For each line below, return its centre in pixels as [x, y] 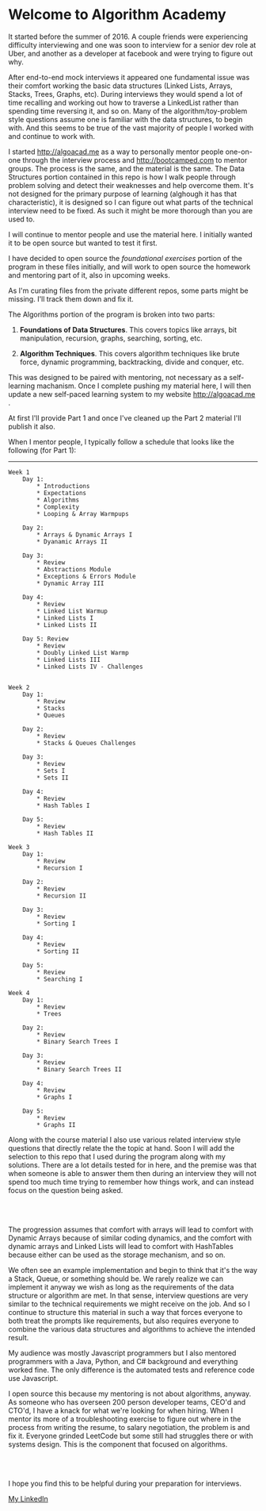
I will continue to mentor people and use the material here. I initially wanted [130, 234]
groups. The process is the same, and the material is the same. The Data [127, 168]
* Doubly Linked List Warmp [83, 652]
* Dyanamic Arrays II [72, 541]
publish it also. [32, 426]
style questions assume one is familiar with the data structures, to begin [125, 119]
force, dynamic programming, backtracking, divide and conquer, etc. [131, 362]
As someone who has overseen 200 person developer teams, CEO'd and [127, 1401]
